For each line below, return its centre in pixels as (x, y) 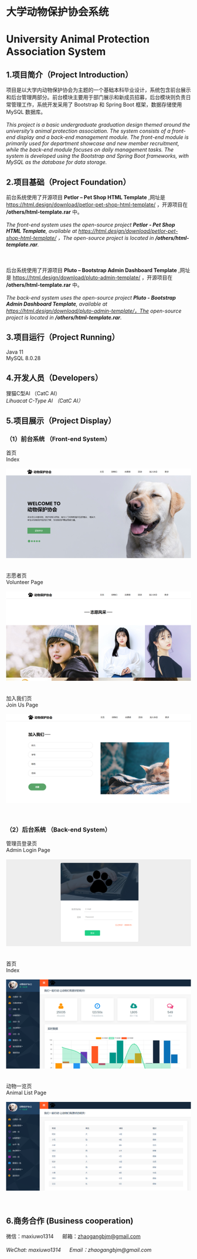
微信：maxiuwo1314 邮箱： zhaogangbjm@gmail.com (73, 1236)
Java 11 (15, 352)
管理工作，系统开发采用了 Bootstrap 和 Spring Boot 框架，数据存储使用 (96, 105)
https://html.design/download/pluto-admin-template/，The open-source (94, 311)
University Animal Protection (78, 39)
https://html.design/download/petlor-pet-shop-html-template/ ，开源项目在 (97, 205)
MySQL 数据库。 (26, 112)
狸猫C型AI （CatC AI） (33, 393)
